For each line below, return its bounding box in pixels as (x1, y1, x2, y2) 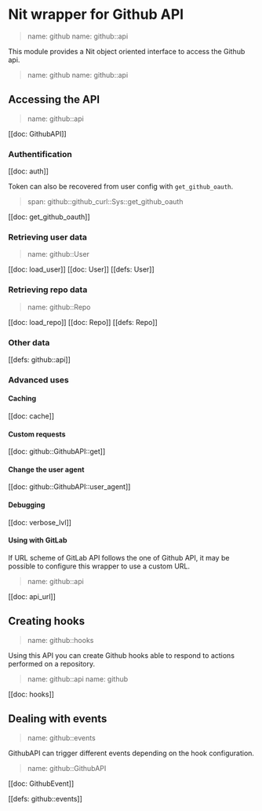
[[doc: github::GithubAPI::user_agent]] (8, 482, 131, 491)
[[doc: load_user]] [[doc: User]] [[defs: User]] (8, 265, 155, 274)
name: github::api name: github (27, 674, 129, 684)
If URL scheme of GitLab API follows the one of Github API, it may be (8, 553, 230, 562)
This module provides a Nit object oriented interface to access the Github (8, 46, 246, 56)
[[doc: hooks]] (8, 689, 55, 699)
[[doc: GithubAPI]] (8, 129, 67, 138)
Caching (8, 394, 37, 404)
